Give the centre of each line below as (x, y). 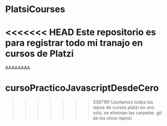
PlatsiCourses (35, 9)
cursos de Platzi (39, 54)
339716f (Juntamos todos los (123, 102)
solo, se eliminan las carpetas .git (127, 113)
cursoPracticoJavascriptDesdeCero (82, 88)
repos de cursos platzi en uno (124, 107)
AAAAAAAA (18, 68)
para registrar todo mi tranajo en (74, 43)
